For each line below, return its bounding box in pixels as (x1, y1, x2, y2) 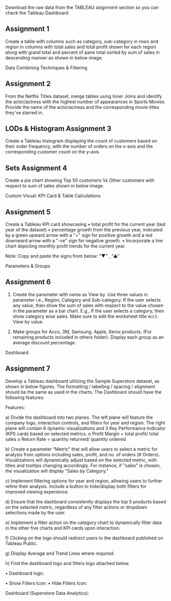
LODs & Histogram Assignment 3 (5, 124, 111, 133)
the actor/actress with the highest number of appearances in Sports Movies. (5, 99, 166, 105)
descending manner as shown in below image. (5, 54, 103, 61)
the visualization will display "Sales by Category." (5, 468, 109, 474)
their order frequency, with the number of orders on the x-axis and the (5, 143, 153, 149)
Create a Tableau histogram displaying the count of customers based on (5, 138, 157, 144)
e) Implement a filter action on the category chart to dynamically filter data (5, 519, 162, 526)
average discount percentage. (12, 339, 77, 345)
